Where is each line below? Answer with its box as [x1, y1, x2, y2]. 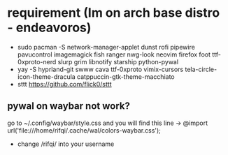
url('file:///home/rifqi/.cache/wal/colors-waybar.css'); [7, 126, 161, 134]
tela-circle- [185, 65, 218, 73]
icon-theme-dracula [17, 72, 76, 81]
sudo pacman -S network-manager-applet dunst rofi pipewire [17, 43, 196, 51]
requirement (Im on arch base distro [7, 5, 220, 21]
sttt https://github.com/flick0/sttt [17, 80, 112, 88]
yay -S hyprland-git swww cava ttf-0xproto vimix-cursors [17, 65, 184, 73]
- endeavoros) [7, 20, 92, 36]
